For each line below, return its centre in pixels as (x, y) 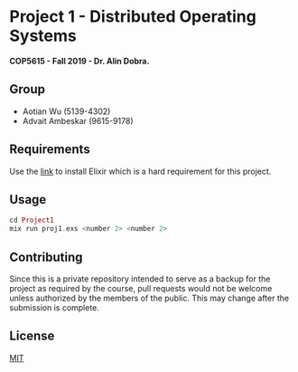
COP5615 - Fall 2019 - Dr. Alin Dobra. (79, 61)
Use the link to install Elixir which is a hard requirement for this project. (140, 171)
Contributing (46, 257)
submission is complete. (54, 307)
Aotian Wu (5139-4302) (66, 111)
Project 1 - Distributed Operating (133, 17)
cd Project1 (32, 220)
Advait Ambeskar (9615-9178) (78, 120)
